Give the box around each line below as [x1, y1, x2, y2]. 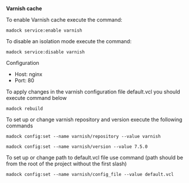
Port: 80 [14, 77, 35, 84]
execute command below [6, 95, 67, 101]
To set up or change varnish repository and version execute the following [6, 116, 183, 123]
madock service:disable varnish [6, 49, 85, 55]
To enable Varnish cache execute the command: [6, 16, 123, 23]
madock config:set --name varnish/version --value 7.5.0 [6, 144, 148, 150]
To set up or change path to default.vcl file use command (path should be [6, 154, 183, 161]
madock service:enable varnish [6, 27, 83, 33]
